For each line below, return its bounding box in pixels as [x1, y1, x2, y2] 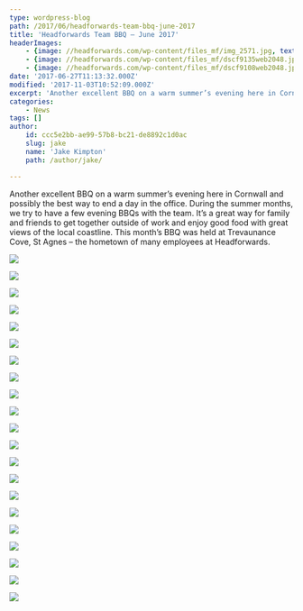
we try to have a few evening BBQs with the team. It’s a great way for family [9, 207, 290, 218]
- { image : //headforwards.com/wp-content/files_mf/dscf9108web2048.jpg [25, 64, 300, 73]
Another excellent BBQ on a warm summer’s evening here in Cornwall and [9, 188, 284, 199]
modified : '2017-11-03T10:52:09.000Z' [9, 80, 155, 89]
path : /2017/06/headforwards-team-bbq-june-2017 [9, 22, 196, 31]
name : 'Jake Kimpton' [25, 147, 106, 156]
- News [25, 105, 50, 114]
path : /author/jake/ [25, 155, 103, 165]
